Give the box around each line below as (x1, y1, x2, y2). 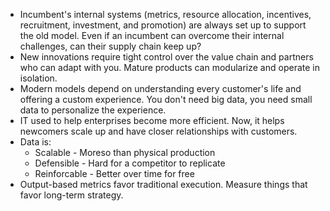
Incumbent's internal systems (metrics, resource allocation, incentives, (19, 9, 312, 20)
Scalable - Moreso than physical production (34, 147, 216, 158)
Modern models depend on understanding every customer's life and (19, 83, 302, 94)
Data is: (19, 136, 52, 148)
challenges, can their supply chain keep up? (19, 40, 202, 52)
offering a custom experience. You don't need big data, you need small (19, 94, 313, 105)
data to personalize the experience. (19, 104, 167, 116)
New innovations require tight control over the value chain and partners (19, 51, 314, 63)
